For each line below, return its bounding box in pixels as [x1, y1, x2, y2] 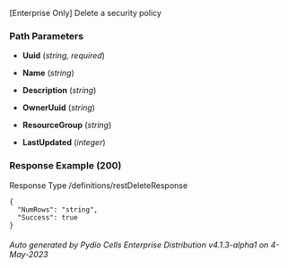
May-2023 [9, 249, 48, 260]
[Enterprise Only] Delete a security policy [9, 8, 161, 18]
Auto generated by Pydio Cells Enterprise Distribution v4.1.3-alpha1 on [9, 239, 269, 250]
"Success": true [17, 212, 78, 222]
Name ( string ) [22, 67, 74, 79]
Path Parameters [9, 30, 83, 42]
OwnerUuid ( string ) [22, 102, 96, 113]
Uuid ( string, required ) [22, 50, 106, 61]
